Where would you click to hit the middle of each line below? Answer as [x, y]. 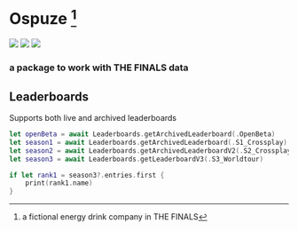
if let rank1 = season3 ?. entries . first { [87, 175]
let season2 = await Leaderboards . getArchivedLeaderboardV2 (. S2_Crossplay [150, 151]
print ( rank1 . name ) [59, 183]
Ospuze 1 [43, 17]
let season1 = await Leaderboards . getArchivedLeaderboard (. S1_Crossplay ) [149, 142]
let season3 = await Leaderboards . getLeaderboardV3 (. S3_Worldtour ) [137, 159]
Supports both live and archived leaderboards [93, 118]
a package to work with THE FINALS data [99, 68]
